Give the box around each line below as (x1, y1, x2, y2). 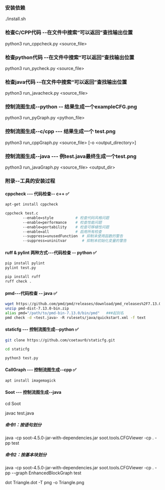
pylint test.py (5, 265, 36, 271)
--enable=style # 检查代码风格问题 (23, 215, 110, 220)
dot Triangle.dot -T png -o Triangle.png (5, 479, 84, 485)
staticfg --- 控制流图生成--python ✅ (5, 326, 79, 332)
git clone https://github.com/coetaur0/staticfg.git (5, 338, 115, 343)
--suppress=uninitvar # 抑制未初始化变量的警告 (23, 238, 127, 244)
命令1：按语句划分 (5, 422, 42, 428)
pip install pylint (5, 261, 45, 266)
